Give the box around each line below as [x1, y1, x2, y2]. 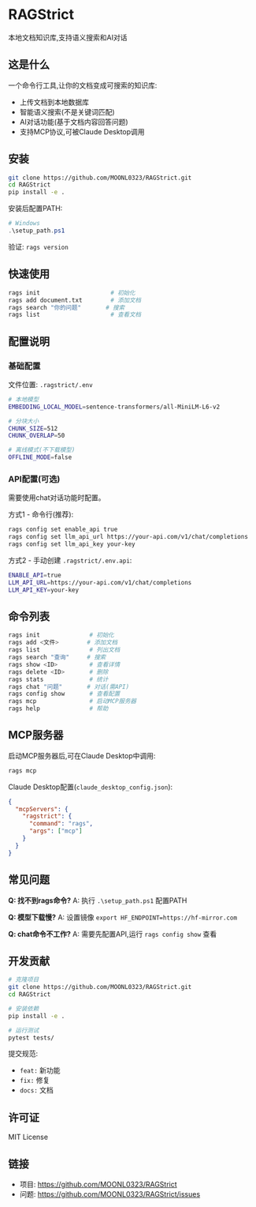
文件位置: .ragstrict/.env [8, 379, 93, 389]
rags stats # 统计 [8, 675, 109, 683]
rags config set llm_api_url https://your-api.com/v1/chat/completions [8, 533, 248, 541]
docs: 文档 [19, 1085, 54, 1095]
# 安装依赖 [8, 1005, 39, 1013]
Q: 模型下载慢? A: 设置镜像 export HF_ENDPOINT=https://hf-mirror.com [8, 912, 238, 922]
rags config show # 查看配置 [8, 690, 121, 698]
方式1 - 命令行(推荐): [8, 509, 74, 519]
